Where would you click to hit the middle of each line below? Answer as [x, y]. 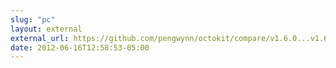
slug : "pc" [33, 19]
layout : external [46, 29]
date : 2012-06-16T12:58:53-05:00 [80, 47]
